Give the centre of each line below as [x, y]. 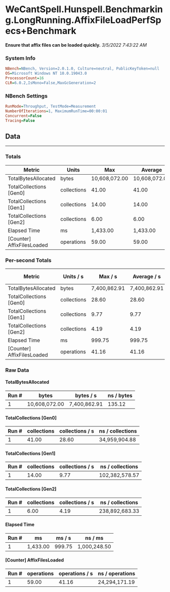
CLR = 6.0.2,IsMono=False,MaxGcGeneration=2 [51, 83]
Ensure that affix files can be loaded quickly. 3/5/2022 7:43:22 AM [76, 45]
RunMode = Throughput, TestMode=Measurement [51, 107]
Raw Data [17, 370]
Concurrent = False [24, 116]
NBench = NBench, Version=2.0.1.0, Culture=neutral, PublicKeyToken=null [82, 69]
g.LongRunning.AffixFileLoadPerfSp [83, 20]
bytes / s [86, 396]
